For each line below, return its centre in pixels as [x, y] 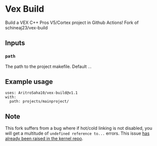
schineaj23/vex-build [26, 27]
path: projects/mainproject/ [39, 102]
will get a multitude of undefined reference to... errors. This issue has [77, 133]
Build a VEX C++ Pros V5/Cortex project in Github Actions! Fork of [72, 22]
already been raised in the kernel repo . [44, 139]
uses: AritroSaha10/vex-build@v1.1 [41, 93]
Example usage [29, 82]
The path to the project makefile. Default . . [48, 66]
